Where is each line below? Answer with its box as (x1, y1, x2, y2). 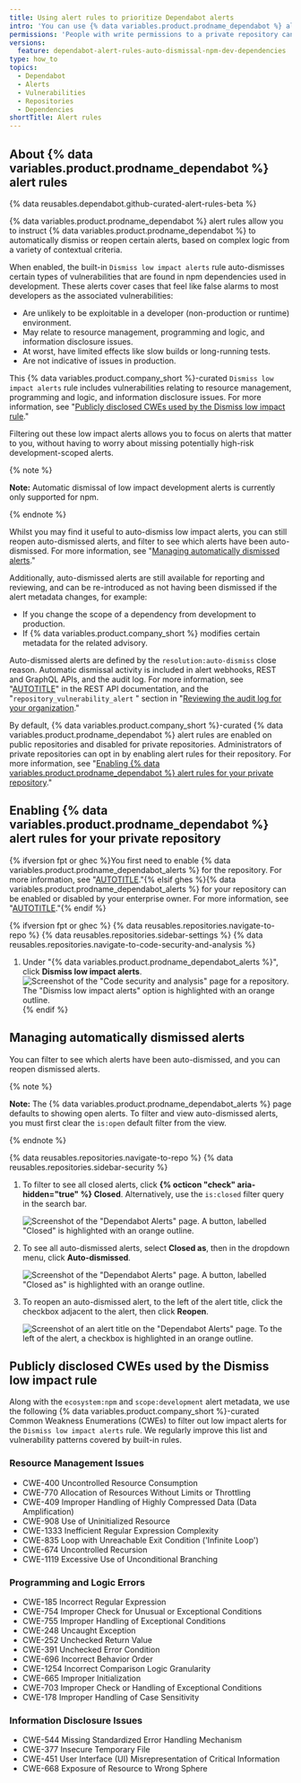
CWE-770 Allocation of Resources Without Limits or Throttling (21, 1487, 251, 1498)
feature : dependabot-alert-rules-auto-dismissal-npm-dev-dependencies (17, 47, 287, 56)
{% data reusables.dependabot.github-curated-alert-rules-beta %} (9, 198, 257, 209)
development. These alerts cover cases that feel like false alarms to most (9, 280, 279, 292)
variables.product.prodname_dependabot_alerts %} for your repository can (9, 883, 287, 894)
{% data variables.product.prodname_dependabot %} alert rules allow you (9, 215, 284, 226)
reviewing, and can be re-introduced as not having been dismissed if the (9, 581, 278, 592)
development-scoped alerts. (9, 447, 114, 458)
